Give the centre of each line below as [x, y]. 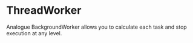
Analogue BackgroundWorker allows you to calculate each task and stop [97, 27]
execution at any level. [34, 33]
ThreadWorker [44, 10]
